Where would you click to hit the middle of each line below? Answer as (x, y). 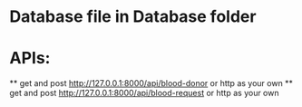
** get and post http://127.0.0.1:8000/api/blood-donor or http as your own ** (151, 83)
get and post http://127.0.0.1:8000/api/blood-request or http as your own (144, 93)
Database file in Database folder (133, 17)
